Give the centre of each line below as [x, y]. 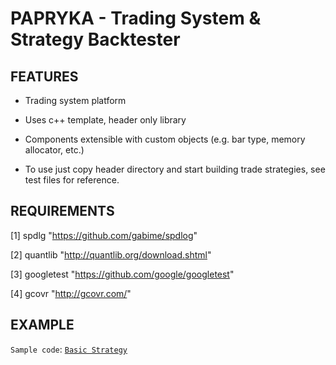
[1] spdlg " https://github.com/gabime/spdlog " [104, 235]
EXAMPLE [42, 325]
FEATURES [44, 76]
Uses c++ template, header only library [105, 120]
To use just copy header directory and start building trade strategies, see [175, 169]
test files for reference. [72, 180]
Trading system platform [75, 100]
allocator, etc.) [54, 150]
